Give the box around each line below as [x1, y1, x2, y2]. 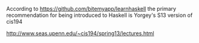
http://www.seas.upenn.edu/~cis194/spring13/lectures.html [6, 30, 154, 37]
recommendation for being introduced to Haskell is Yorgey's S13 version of [6, 12, 193, 19]
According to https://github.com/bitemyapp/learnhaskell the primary [6, 5, 177, 12]
